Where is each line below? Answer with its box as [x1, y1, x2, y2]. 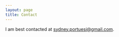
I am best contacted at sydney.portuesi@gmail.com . [5, 26, 114, 32]
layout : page [5, 7, 33, 13]
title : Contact [5, 12, 38, 17]
